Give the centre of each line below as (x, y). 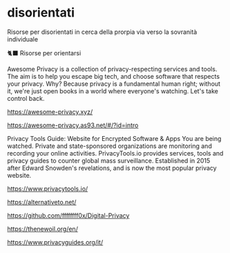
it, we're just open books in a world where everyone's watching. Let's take (113, 91)
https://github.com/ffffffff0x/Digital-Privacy (68, 215)
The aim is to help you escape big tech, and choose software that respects (113, 76)
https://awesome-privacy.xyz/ (50, 111)
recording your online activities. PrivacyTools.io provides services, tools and (115, 153)
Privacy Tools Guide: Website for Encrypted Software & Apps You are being (114, 138)
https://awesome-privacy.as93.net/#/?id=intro (73, 125)
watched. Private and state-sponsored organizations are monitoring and (109, 146)
